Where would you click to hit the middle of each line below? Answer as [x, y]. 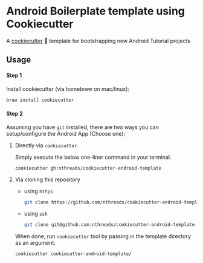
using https [38, 191]
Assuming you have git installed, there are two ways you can [82, 127]
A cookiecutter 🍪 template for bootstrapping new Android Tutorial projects [98, 41]
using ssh [36, 214]
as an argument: [35, 243]
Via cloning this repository [47, 179]
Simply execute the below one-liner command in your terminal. [93, 157]
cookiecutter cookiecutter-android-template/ [73, 254]
